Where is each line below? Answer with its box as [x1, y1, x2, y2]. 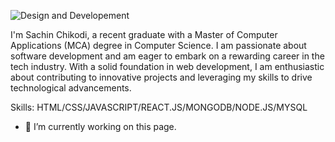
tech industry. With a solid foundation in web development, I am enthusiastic [10, 61, 325, 72]
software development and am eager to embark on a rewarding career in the [10, 50, 325, 62]
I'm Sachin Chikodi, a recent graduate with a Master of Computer [10, 29, 278, 40]
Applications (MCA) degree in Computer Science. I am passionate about [10, 40, 307, 51]
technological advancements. [10, 82, 132, 94]
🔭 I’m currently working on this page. [24, 121, 177, 132]
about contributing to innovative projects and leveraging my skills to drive [10, 71, 313, 83]
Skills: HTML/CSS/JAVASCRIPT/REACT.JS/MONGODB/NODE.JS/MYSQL [10, 101, 308, 113]
